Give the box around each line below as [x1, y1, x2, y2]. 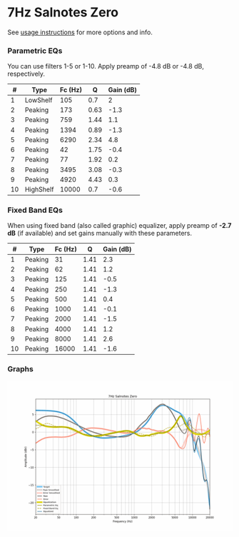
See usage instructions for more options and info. [7, 28, 153, 36]
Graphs [7, 364, 34, 374]
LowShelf [24, 96, 53, 104]
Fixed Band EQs [7, 205, 63, 215]
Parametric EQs [7, 46, 63, 56]
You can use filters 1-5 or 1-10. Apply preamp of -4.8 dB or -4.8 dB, [7, 62, 205, 71]
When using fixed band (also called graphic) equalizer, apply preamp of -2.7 [7, 221, 232, 230]
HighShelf [24, 185, 54, 194]
